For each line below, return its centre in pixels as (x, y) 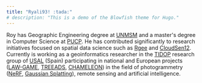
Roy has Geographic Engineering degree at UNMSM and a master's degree (101, 35)
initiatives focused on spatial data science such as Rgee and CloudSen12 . (99, 48)
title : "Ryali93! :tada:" (39, 12)
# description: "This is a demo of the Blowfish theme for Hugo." (93, 18)
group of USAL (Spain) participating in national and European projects (95, 61)
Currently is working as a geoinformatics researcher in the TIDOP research (100, 54)
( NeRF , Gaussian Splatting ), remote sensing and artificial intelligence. (94, 73)
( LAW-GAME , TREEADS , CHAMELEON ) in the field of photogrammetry (95, 67)
